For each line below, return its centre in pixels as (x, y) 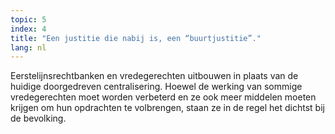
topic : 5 (28, 19)
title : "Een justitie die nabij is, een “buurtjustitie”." (136, 38)
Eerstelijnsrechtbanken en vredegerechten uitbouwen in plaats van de (154, 76)
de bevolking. (38, 118)
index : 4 (28, 29)
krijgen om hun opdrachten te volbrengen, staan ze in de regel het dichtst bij (167, 108)
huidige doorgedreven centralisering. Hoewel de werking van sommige (156, 87)
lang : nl (28, 47)
